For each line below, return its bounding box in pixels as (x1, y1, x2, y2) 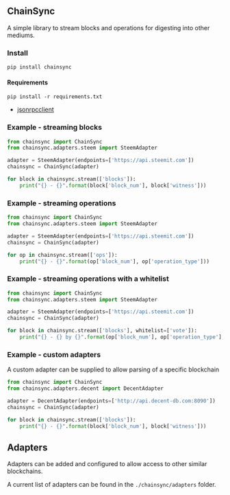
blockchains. (7, 467, 43, 476)
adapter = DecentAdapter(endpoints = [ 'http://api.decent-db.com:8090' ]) (7, 398, 216, 404)
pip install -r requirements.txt (7, 93, 103, 100)
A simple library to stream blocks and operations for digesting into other (7, 23, 210, 32)
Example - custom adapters (7, 349, 101, 359)
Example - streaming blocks (7, 123, 103, 133)
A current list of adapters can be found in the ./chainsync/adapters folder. (7, 481, 217, 489)
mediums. (7, 31, 36, 39)
